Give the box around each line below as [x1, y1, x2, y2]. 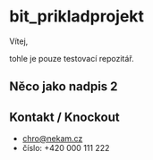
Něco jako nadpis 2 [9, 79, 118, 95]
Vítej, [9, 36, 29, 46]
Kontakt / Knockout [9, 109, 120, 124]
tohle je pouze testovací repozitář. [9, 53, 134, 63]
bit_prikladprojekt [9, 6, 145, 27]
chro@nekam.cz [21, 133, 83, 144]
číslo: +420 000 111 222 [21, 143, 110, 154]
